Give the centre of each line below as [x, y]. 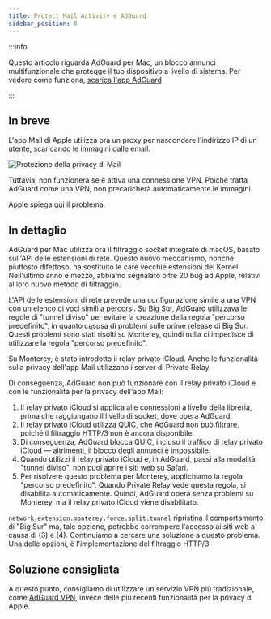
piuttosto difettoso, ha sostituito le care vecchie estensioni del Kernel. [124, 267]
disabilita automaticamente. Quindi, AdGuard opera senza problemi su [137, 494]
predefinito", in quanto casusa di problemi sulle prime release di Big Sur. [128, 326]
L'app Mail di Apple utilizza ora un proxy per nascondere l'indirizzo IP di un [133, 140]
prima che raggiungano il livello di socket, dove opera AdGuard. [126, 416]
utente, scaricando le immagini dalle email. [80, 149]
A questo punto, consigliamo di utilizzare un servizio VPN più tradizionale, [131, 588]
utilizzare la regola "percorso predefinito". [78, 343]
